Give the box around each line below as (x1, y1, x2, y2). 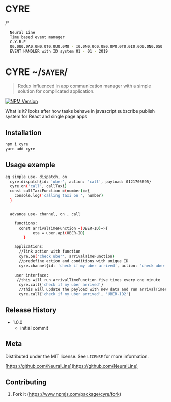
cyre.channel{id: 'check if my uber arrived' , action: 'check (18, 263, 154, 268)
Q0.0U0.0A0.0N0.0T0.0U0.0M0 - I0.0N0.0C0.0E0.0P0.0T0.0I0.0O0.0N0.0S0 (10, 44, 163, 49)
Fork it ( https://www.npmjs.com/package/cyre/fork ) (12, 391, 121, 397)
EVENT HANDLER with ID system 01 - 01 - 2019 (10, 49, 108, 54)
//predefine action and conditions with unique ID (18, 258, 129, 263)
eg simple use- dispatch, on (5, 174, 67, 179)
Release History (5, 306, 57, 314)
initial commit (20, 324, 48, 331)
